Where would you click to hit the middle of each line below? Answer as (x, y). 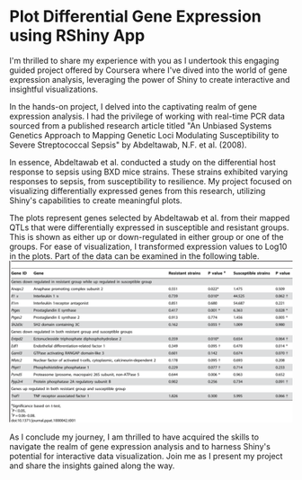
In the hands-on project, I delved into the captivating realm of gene (133, 106)
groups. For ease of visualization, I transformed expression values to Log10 (148, 246)
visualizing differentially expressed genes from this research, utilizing (138, 191)
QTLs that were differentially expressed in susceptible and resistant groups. (149, 227)
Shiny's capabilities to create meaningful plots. (96, 200)
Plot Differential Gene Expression (136, 17)
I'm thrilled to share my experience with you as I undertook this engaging (144, 60)
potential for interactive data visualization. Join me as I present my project (146, 457)
